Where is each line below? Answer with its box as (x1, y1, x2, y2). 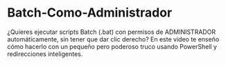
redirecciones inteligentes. (7, 50, 83, 58)
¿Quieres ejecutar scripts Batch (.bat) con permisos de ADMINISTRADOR (7, 28, 216, 36)
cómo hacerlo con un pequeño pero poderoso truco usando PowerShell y (7, 42, 217, 50)
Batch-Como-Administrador (7, 5, 173, 21)
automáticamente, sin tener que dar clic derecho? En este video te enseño (7, 35, 220, 43)
